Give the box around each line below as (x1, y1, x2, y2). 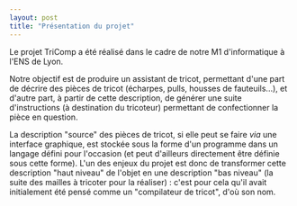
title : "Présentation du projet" (9, 22, 135, 31)
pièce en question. (9, 112, 78, 122)
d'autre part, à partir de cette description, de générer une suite (9, 92, 242, 103)
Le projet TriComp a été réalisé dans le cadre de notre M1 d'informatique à (9, 46, 285, 57)
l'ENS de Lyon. (9, 56, 64, 67)
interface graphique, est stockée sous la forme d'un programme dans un (9, 139, 279, 149)
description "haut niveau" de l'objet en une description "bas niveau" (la (9, 167, 274, 178)
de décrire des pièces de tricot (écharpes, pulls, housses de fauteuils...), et (9, 83, 288, 94)
